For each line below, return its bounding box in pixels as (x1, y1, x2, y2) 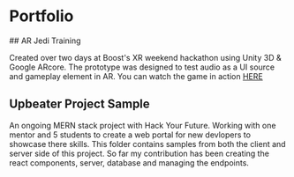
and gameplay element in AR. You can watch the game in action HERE (9, 70, 263, 81)
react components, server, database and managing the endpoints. (9, 157, 250, 168)
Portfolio (9, 6, 74, 26)
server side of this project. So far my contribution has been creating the (9, 148, 269, 159)
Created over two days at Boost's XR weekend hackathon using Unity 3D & (9, 52, 282, 63)
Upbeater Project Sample (9, 97, 150, 112)
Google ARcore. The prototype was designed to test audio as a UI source (9, 62, 275, 72)
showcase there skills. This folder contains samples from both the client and (9, 138, 286, 149)
